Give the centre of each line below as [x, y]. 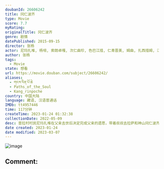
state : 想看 [16, 69]
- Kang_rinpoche [26, 91]
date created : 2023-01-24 [31, 127]
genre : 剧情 [16, 37]
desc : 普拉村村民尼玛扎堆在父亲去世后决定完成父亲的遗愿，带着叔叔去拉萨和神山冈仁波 [81, 123]
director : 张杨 [20, 46]
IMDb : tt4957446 [21, 105]
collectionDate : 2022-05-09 [34, 118]
